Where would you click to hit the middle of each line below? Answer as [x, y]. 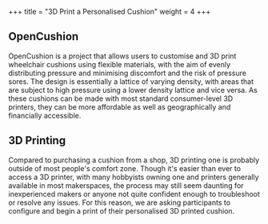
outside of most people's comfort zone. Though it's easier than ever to [125, 168]
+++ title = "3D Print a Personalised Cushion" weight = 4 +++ [110, 12]
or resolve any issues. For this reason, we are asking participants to [119, 202]
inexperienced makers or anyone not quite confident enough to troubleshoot [134, 194]
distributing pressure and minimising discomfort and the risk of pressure [127, 73]
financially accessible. [45, 115]
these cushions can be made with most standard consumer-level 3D [121, 98]
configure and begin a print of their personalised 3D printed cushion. [122, 210]
